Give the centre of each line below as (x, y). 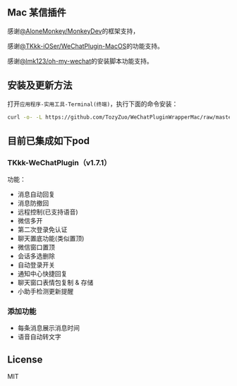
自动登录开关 (36, 265)
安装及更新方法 (40, 86)
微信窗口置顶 (36, 247)
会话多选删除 (36, 256)
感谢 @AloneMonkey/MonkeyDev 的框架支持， (73, 31)
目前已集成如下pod (49, 141)
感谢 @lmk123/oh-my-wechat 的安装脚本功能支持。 (80, 61)
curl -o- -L (25, 117)
